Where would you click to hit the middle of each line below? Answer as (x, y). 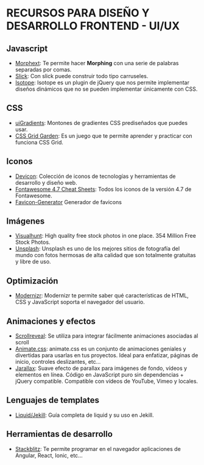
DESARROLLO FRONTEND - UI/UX (93, 26)
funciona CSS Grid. (39, 142)
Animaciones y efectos (51, 321)
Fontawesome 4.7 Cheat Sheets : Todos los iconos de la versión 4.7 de (103, 189)
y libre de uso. (33, 261)
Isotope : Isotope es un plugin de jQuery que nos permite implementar (102, 83)
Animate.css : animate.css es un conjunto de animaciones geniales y (100, 349)
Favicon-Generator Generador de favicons (68, 202)
